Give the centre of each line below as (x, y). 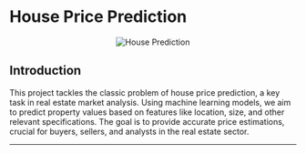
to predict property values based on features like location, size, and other (147, 112)
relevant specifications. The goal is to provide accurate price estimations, (147, 121)
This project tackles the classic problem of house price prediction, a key (145, 92)
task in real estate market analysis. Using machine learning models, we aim (150, 102)
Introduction (46, 71)
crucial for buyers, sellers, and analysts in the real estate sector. (129, 131)
